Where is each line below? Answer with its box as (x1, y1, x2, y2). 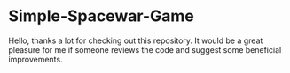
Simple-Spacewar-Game (8, 6, 194, 26)
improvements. (8, 54, 63, 64)
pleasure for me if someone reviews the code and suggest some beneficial (8, 44, 282, 55)
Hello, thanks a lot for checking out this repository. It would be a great (8, 35, 263, 46)
